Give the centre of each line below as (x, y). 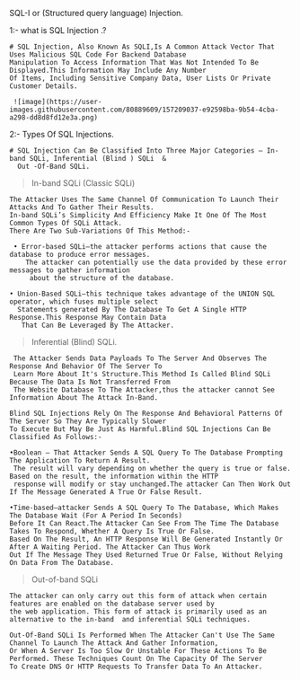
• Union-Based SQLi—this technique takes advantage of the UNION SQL (142, 294)
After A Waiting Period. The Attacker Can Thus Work (110, 547)
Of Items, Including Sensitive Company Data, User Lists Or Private (140, 78)
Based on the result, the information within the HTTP (114, 476)
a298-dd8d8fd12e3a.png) (54, 118)
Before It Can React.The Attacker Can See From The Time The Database (144, 524)
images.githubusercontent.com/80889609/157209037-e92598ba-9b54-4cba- (144, 110)
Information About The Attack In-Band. (84, 398)
